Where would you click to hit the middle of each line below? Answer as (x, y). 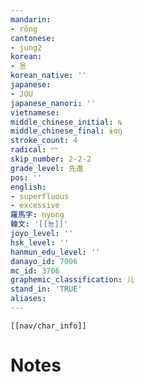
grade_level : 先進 (47, 168)
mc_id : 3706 (35, 271)
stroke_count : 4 (44, 141)
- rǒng (24, 29)
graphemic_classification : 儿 (72, 280)
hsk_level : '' (40, 242)
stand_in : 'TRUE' (46, 289)
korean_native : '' (48, 76)
